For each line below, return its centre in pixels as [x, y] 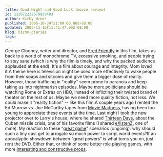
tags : [10, 37]
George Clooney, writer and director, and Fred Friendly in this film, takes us [81, 50]
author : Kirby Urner [26, 19]
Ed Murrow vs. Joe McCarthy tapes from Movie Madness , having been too [80, 107]
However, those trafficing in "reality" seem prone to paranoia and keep [76, 81]
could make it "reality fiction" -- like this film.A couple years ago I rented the [81, 102]
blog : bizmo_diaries [26, 32]
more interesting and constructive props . [46, 149]
